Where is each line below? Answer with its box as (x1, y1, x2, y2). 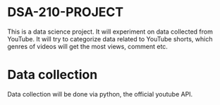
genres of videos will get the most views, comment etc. (7, 42, 168, 50)
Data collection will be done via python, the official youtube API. (7, 90, 193, 98)
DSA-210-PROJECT (7, 4, 124, 20)
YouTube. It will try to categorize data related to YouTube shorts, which (7, 34, 213, 43)
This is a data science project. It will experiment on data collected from (7, 27, 213, 36)
